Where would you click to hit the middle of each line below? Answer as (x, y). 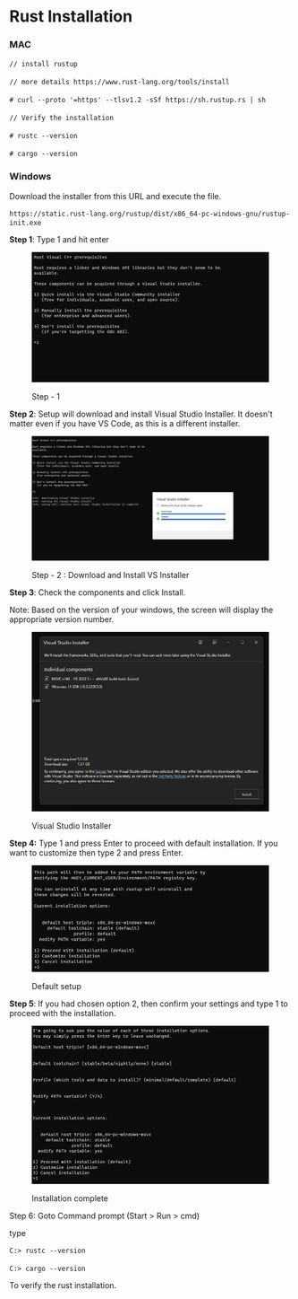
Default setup (57, 987)
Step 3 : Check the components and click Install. (98, 592)
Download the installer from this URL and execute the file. (115, 196)
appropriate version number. (62, 619)
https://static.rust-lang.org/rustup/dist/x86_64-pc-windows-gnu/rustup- (150, 214)
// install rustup (43, 65)
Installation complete (70, 1198)
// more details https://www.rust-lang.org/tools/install (119, 83)
